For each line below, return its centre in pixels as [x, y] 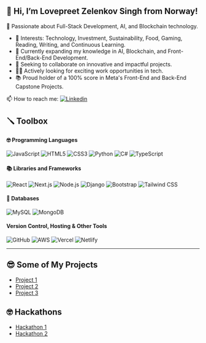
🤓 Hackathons [34, 312]
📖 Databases [23, 199]
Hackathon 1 [31, 327]
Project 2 [27, 286]
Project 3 [27, 293]
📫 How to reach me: [32, 98]
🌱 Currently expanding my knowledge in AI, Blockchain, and [91, 51]
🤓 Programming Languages [42, 140]
